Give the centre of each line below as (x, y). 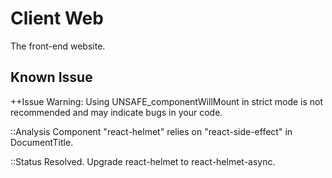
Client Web (57, 18)
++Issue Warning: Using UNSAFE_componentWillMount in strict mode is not (167, 101)
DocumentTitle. (42, 142)
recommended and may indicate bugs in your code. (116, 112)
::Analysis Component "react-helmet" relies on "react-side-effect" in (151, 131)
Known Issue (51, 77)
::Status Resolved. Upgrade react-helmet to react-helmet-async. (143, 161)
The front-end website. (58, 46)
